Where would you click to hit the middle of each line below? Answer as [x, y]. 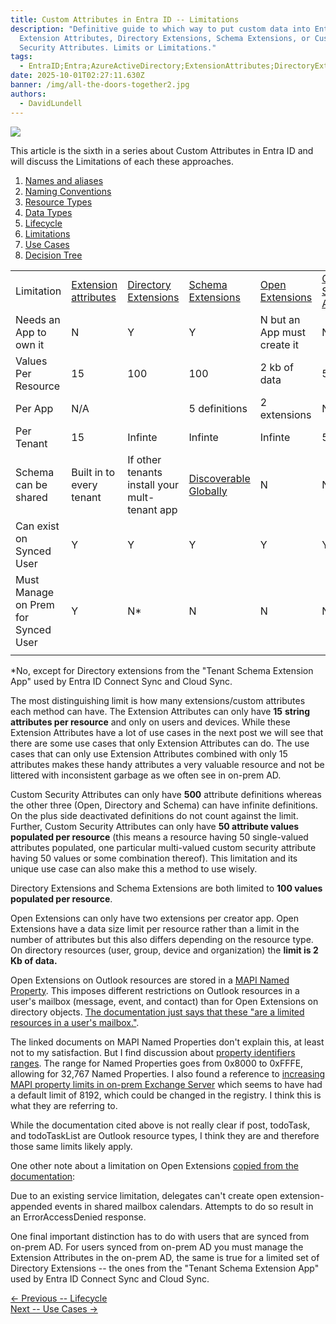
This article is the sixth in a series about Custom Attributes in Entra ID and [162, 150]
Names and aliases [64, 180]
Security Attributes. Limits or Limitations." [118, 47]
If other [144, 459]
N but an [280, 319]
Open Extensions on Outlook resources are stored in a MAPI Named [150, 980]
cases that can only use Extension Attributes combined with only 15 [149, 753]
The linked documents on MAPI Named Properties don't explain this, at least [167, 1042]
